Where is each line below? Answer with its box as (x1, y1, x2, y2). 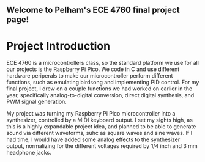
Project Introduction (6, 39, 111, 53)
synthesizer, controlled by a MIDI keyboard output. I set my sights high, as (6, 116, 193, 124)
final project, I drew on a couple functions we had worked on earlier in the (6, 85, 193, 92)
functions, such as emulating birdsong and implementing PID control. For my (6, 79, 199, 86)
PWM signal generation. (6, 98, 67, 106)
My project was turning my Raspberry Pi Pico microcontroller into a (6, 110, 176, 117)
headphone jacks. (6, 149, 51, 156)
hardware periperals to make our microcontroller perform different (6, 72, 173, 79)
